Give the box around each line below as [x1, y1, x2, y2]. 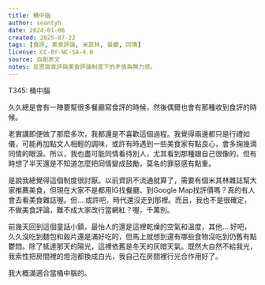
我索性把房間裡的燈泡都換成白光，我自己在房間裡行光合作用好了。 [8, 251, 222, 261]
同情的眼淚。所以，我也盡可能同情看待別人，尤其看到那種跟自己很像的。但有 [8, 148, 257, 158]
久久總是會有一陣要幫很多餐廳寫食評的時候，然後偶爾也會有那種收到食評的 [8, 102, 250, 111]
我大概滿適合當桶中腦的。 [8, 268, 91, 277]
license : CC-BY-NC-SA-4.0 [8, 48, 93, 56]
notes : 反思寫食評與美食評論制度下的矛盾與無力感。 [8, 63, 156, 71]
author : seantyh [8, 19, 62, 27]
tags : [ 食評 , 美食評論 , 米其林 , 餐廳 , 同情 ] [8, 41, 142, 49]
